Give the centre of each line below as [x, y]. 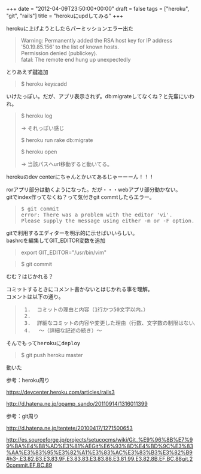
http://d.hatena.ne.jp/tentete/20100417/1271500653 [69, 428]
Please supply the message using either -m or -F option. [108, 221]
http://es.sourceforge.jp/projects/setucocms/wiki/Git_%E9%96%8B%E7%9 [100, 440]
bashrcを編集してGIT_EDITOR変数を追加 [56, 240]
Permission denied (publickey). [59, 53]
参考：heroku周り [28, 380]
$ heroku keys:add [44, 84]
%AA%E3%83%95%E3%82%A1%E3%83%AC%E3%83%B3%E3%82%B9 [100, 452]
